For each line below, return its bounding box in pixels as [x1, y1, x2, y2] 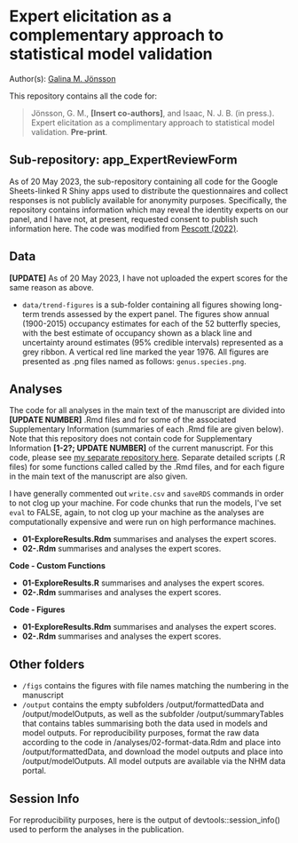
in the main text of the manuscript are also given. [9, 471, 188, 481]
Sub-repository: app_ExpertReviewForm [9, 153, 238, 168]
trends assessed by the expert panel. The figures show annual [41, 308, 270, 319]
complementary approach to [9, 25, 224, 45]
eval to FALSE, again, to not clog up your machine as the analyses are [9, 507, 264, 518]
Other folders [9, 656, 85, 672]
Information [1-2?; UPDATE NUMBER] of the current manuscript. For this [9, 442, 274, 454]
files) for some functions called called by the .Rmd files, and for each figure [9, 462, 286, 473]
